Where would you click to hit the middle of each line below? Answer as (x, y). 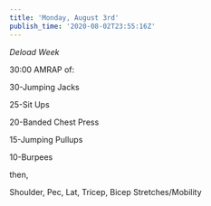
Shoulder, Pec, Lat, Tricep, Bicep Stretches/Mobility (105, 192)
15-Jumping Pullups (46, 139)
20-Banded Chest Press (54, 122)
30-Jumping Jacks (44, 87)
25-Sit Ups (29, 104)
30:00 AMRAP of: (42, 70)
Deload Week (34, 51)
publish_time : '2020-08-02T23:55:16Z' (82, 26)
